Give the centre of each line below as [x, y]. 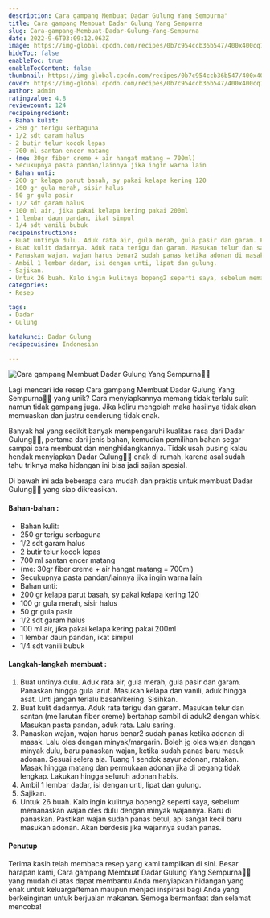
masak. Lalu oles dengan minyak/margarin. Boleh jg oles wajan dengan [137, 742]
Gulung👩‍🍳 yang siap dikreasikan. [63, 490]
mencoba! [25, 906]
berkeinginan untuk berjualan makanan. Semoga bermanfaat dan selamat [130, 898]
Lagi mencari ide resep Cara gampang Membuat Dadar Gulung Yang [122, 390]
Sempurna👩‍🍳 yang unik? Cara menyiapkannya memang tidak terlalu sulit [129, 399]
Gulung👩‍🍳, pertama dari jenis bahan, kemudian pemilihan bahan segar [125, 440]
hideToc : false [34, 53]
